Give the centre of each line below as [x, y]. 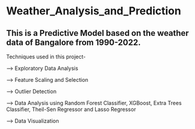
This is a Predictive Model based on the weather [98, 33]
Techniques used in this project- [46, 57]
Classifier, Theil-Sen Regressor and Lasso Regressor [71, 109]
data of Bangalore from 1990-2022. [74, 42]
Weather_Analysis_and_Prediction [94, 11]
